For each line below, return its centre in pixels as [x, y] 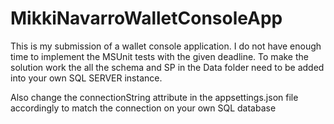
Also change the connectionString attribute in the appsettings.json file [154, 97]
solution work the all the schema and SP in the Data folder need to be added [167, 67]
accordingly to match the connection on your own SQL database [143, 108]
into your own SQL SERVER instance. [86, 78]
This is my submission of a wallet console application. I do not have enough [166, 46]
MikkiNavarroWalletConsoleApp [146, 18]
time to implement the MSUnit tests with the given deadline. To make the [159, 56]
